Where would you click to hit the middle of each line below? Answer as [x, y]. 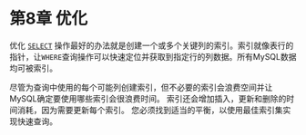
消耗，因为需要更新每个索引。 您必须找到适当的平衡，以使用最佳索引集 [150, 110]
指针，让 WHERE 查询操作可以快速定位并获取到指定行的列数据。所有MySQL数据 [153, 56]
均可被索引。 [33, 68]
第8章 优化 [49, 19]
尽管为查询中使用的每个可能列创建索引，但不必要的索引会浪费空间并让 [141, 87]
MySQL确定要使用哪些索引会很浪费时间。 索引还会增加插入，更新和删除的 [148, 98]
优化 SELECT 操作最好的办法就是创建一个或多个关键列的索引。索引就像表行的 [152, 45]
